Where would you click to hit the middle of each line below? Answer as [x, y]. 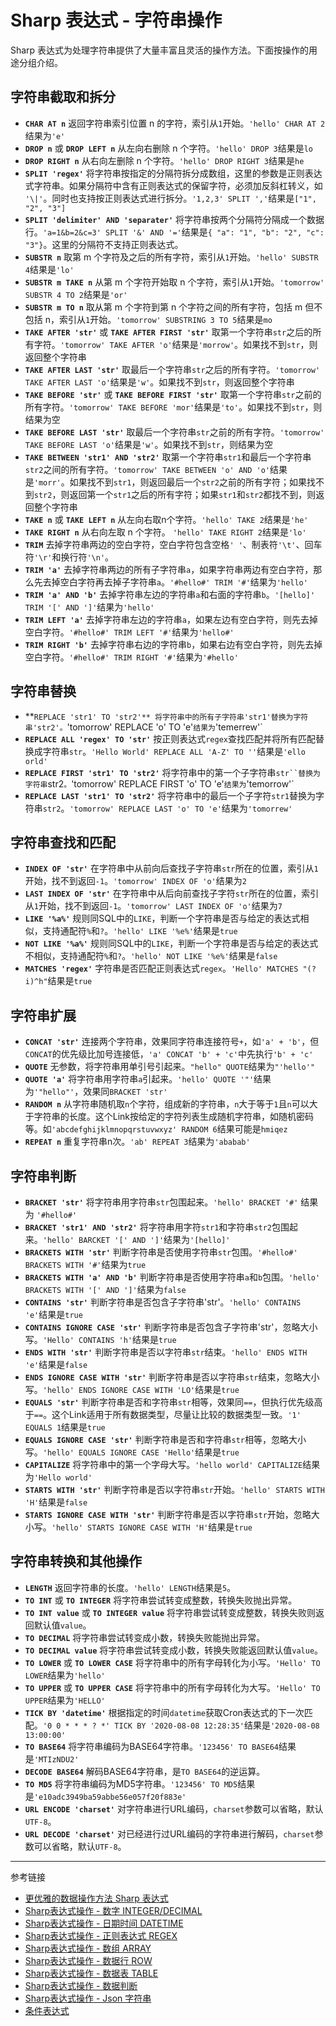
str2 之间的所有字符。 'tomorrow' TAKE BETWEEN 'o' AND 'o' [147, 469]
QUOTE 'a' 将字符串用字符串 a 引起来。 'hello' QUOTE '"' [139, 1079]
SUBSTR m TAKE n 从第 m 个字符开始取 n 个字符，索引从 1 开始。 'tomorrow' [174, 282]
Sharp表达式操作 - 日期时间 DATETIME [104, 1923]
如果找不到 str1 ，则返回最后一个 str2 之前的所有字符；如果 [188, 482]
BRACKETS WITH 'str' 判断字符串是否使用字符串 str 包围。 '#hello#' [161, 1252]
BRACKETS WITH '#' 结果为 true [85, 1264]
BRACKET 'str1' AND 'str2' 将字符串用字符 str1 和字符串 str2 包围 [157, 1227]
